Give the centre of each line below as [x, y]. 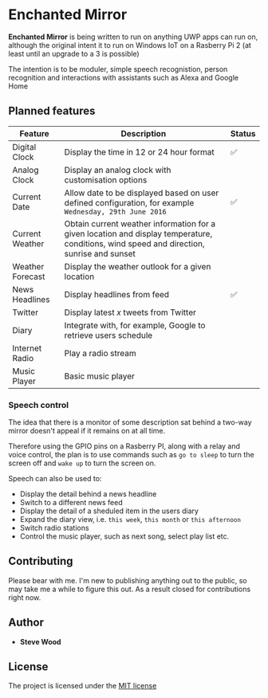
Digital [24, 147]
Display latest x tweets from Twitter [130, 312]
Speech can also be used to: [55, 479]
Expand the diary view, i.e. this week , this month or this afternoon [130, 520]
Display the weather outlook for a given [138, 266]
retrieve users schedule [108, 335]
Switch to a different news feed [71, 503]
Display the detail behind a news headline [88, 494]
